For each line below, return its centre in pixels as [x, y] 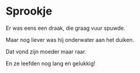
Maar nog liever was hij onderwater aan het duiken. [70, 40]
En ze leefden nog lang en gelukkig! [51, 63]
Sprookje [29, 11]
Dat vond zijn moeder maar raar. [46, 51]
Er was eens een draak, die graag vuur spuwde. [65, 28]
